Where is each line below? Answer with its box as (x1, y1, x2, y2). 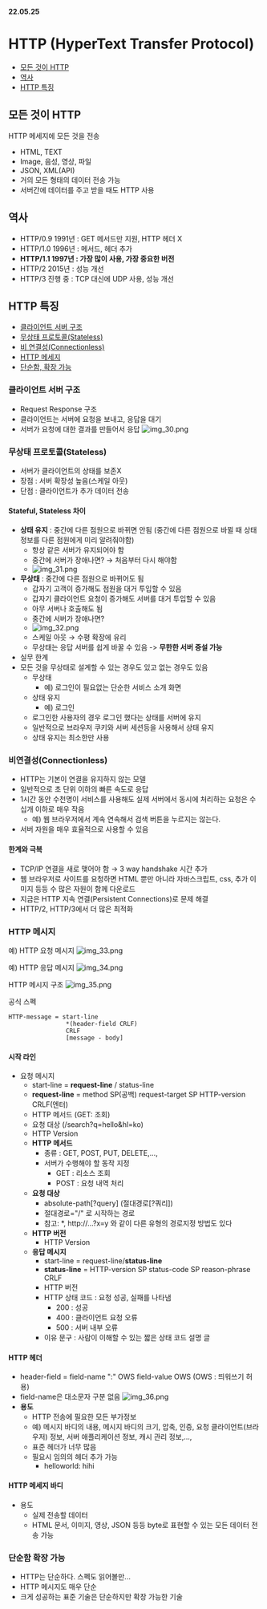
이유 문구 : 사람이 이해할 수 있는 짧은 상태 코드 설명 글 (43, 1333, 211, 1343)
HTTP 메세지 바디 (8, 1480, 64, 1490)
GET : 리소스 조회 (55, 1169, 111, 1178)
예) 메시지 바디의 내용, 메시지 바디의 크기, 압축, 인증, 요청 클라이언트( (31, 1422, 246, 1432)
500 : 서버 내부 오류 (55, 1323, 119, 1332)
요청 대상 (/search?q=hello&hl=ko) (31, 1120, 144, 1129)
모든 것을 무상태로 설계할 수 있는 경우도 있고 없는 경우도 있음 (19, 663, 208, 672)
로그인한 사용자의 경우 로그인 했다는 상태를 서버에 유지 (31, 713, 202, 723)
